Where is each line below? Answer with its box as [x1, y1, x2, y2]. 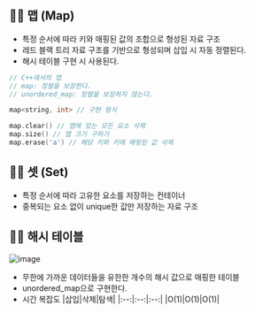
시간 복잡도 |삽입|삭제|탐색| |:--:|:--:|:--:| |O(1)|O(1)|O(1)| [21, 294, 220, 304]
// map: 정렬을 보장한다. [9, 81, 92, 90]
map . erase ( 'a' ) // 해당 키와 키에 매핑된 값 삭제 [9, 138, 174, 148]
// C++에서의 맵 [9, 73, 62, 82]
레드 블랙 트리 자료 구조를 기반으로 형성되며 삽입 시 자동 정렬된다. [21, 44, 246, 55]
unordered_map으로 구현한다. [21, 282, 128, 294]
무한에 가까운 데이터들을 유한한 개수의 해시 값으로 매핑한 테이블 [21, 271, 240, 282]
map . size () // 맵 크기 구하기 [9, 130, 110, 139]
